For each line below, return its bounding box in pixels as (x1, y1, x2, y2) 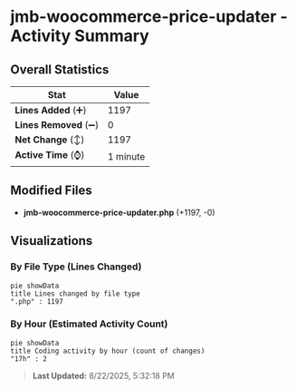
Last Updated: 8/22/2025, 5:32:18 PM (32, 370, 175, 381)
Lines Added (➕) (14, 104, 87, 116)
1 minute (107, 150, 146, 162)
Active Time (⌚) (14, 149, 85, 161)
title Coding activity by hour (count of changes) (10, 346, 205, 356)
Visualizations (10, 233, 93, 249)
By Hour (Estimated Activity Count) (10, 317, 168, 330)
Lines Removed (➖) (14, 119, 99, 131)
